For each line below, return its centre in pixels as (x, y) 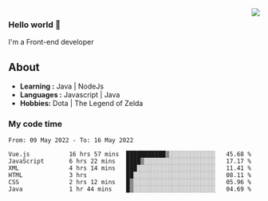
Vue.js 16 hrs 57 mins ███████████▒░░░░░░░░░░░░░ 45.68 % (130, 155)
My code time (35, 124)
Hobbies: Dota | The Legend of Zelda (81, 104)
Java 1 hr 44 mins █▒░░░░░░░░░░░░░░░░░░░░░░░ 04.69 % (130, 189)
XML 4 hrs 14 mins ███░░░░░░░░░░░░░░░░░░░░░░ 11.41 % (130, 168)
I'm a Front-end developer (51, 42)
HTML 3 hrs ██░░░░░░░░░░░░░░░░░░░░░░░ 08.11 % (130, 175)
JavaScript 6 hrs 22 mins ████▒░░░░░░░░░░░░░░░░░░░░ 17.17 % (130, 162)
